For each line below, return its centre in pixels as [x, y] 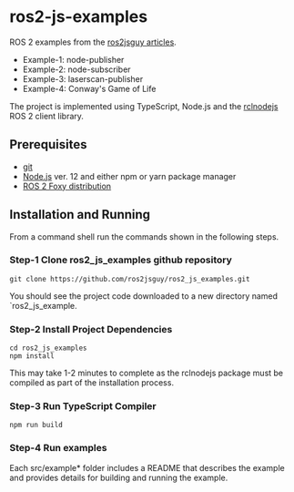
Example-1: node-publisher [73, 59]
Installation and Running [80, 215]
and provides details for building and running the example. [119, 477]
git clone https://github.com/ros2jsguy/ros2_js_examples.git [130, 279]
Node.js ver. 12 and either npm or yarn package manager [129, 176]
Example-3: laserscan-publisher [83, 78]
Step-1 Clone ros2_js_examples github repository [121, 260]
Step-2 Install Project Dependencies [91, 329]
